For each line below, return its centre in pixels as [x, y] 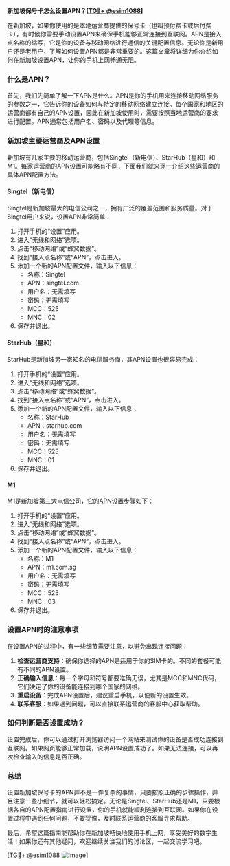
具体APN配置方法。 [35, 174]
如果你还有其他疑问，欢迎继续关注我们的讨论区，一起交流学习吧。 [112, 841]
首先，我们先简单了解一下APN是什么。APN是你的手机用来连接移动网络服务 [113, 96]
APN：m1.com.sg [52, 567]
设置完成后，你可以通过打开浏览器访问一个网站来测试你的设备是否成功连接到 [115, 739]
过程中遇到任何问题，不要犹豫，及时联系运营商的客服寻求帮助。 [103, 819]
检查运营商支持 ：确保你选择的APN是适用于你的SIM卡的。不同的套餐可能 [119, 660]
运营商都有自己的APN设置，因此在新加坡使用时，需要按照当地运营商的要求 [113, 113]
